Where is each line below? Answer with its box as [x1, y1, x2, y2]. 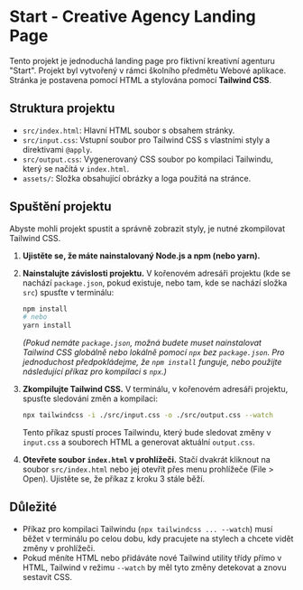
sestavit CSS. [22, 571, 73, 582]
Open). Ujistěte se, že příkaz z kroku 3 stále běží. [22, 473, 206, 484]
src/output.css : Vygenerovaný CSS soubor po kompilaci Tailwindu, [22, 154, 273, 164]
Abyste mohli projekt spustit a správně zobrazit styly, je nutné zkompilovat [9, 223, 286, 234]
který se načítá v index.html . [22, 163, 130, 173]
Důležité [9, 500, 57, 515]
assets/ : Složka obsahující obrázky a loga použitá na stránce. [22, 173, 252, 183]
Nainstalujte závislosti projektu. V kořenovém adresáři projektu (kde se [22, 267, 291, 278]
